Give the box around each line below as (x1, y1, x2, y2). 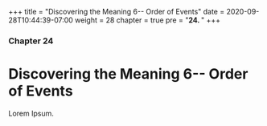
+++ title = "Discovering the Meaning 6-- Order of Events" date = (8, 7, 225, 16)
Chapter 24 (8, 35, 54, 47)
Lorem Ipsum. (8, 108, 55, 118)
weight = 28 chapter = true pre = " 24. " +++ (75, 15, 221, 25)
